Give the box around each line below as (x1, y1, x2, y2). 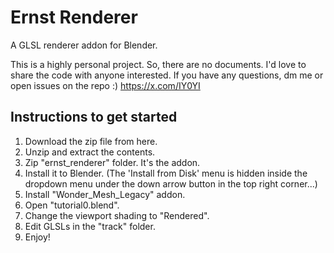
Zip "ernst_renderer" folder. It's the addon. (24, 156, 201, 168)
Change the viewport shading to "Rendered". (24, 209, 210, 221)
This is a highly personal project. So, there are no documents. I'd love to (10, 58, 307, 70)
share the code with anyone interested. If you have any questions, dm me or (10, 69, 324, 81)
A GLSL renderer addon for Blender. (10, 39, 158, 51)
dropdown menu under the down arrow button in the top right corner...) (24, 177, 318, 190)
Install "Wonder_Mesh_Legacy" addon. (24, 188, 186, 200)
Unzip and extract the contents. (24, 146, 156, 158)
